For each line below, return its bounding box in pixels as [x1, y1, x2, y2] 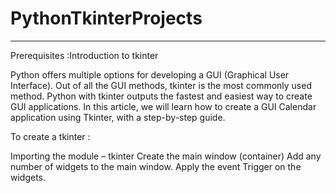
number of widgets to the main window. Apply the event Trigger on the [10, 160, 302, 172]
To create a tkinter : [10, 130, 91, 142]
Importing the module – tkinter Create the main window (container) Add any [10, 150, 322, 162]
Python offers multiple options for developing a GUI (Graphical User [10, 68, 290, 81]
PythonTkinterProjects [10, 7, 203, 30]
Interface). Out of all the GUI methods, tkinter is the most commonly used [10, 79, 312, 91]
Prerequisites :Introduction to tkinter [10, 49, 159, 61]
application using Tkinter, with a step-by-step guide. [10, 111, 226, 123]
